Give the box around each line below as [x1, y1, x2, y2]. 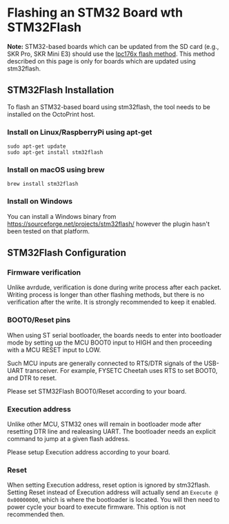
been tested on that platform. [7, 226, 90, 235]
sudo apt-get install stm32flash [7, 149, 103, 156]
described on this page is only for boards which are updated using [7, 57, 197, 65]
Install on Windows [7, 197, 73, 206]
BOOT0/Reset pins [7, 316, 71, 325]
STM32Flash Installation [7, 84, 114, 96]
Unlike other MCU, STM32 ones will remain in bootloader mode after [7, 420, 201, 428]
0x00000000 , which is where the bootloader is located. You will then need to [7, 496, 220, 504]
